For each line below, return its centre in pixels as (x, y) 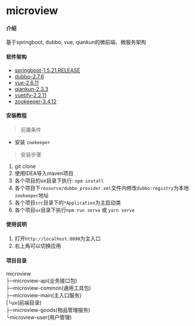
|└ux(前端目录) (24, 303)
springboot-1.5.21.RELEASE (47, 70)
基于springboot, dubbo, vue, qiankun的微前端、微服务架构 (76, 42)
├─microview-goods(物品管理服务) (48, 310)
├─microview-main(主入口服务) (44, 296)
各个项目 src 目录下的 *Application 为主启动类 (68, 202)
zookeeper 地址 (32, 195)
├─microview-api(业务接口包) (42, 281)
